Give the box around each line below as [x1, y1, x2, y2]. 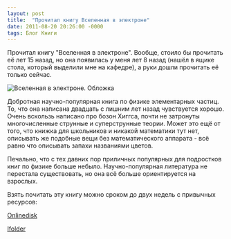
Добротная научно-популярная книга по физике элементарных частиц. [7, 98, 219, 106]
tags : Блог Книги [7, 29, 57, 37]
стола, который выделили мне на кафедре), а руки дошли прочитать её [7, 63, 219, 71]
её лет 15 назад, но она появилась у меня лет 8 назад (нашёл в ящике [7, 56, 215, 64]
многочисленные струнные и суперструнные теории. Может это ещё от [7, 119, 221, 128]
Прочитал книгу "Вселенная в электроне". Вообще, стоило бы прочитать [7, 48, 223, 57]
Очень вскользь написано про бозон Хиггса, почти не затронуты [7, 112, 200, 121]
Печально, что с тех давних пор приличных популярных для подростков [7, 155, 222, 163]
